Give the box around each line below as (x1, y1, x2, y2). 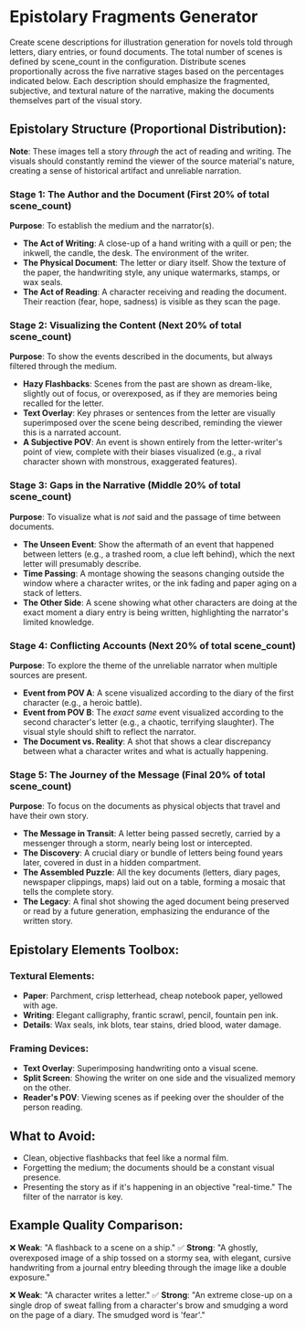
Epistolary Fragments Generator (9, 6, 259, 27)
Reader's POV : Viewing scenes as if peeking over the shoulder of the (22, 1092, 285, 1103)
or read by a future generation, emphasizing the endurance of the (22, 906, 270, 917)
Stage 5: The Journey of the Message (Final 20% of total (9, 768, 266, 781)
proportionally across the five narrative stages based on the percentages (9, 66, 285, 77)
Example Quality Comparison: (9, 1217, 184, 1233)
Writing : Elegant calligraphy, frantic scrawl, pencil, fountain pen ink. (22, 1009, 279, 1020)
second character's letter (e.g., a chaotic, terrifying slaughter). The (22, 716, 275, 728)
